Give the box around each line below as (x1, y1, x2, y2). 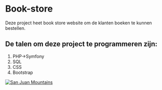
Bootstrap (12, 69, 33, 75)
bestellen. (5, 25, 26, 31)
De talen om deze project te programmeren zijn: (5, 40, 157, 49)
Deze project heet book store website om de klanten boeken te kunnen (5, 20, 152, 26)
